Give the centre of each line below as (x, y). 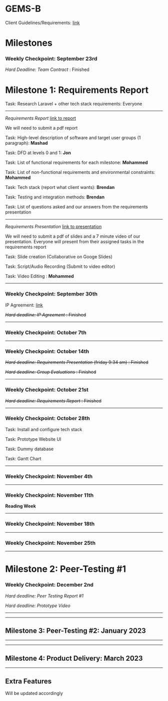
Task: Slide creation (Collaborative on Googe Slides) (59, 257)
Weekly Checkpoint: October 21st (47, 390)
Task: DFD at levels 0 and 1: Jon (38, 153)
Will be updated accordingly (34, 693)
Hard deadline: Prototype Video (38, 606)
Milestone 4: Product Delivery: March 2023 (74, 658)
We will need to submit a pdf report (41, 128)
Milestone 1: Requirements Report (77, 90)
